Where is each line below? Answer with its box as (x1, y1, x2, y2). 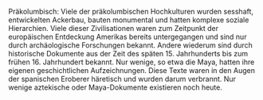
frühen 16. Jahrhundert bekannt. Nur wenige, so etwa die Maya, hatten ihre (8, 57, 255, 67)
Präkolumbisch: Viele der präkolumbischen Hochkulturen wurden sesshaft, (8, 7, 253, 16)
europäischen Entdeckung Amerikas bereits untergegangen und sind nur (8, 32, 247, 41)
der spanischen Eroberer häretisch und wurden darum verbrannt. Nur (8, 75, 237, 83)
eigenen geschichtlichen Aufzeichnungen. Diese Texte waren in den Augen (8, 66, 255, 75)
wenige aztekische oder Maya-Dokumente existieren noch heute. (8, 83, 223, 92)
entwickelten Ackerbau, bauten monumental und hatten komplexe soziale (8, 15, 249, 25)
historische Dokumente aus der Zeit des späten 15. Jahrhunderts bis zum (8, 49, 249, 58)
